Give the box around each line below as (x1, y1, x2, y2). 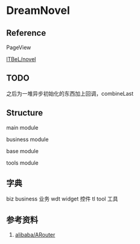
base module (6, 147, 39, 154)
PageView (6, 44, 31, 51)
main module (6, 124, 39, 131)
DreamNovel (6, 4, 71, 18)
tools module (6, 159, 39, 167)
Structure (6, 108, 43, 118)
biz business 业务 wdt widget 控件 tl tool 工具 (6, 195, 118, 203)
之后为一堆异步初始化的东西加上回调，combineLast (6, 90, 134, 97)
